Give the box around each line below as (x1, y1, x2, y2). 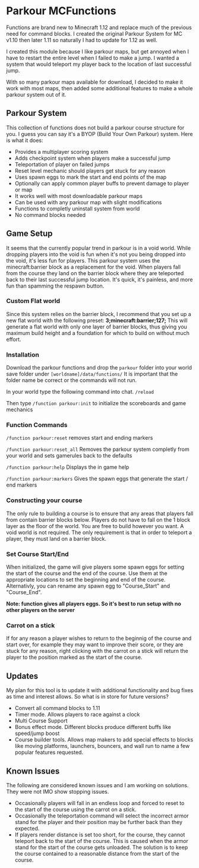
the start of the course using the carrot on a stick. (14, 806, 137, 813)
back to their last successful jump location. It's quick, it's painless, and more (6, 276, 193, 283)
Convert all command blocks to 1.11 (14, 705, 100, 712)
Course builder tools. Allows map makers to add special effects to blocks (14, 736, 194, 743)
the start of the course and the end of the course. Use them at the (6, 570, 168, 577)
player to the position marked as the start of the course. (6, 654, 143, 661)
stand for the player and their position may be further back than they (14, 818, 183, 825)
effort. (6, 336, 22, 343)
